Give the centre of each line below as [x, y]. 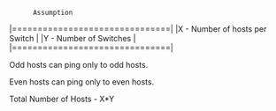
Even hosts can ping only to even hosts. [82, 82]
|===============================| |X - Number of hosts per [138, 29]
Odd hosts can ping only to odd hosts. [79, 65]
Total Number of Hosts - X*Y [62, 99]
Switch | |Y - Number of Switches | [73, 38]
